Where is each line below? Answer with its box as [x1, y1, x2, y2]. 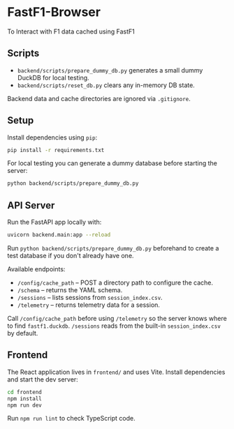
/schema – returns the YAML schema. [17, 286, 123, 294]
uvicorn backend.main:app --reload [7, 232, 111, 239]
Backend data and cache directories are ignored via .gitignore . [7, 94, 191, 103]
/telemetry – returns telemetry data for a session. [17, 301, 161, 309]
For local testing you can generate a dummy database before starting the [7, 159, 218, 167]
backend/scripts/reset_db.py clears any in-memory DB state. [17, 81, 196, 89]
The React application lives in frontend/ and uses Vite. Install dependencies [7, 368, 226, 376]
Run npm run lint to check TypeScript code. [7, 414, 136, 423]
